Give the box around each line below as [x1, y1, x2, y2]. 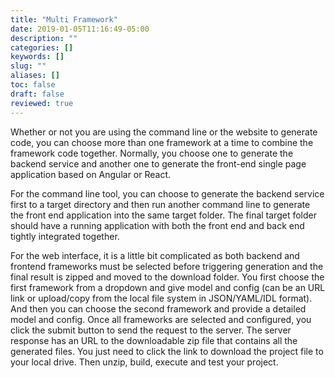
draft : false [10, 89, 65, 99]
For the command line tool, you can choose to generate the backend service [10, 187, 325, 200]
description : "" [10, 33, 78, 43]
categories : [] [10, 42, 74, 53]
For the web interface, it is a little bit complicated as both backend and [10, 249, 300, 261]
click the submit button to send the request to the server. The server [10, 324, 292, 336]
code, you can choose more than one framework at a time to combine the [10, 136, 314, 148]
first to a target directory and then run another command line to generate [10, 198, 311, 210]
